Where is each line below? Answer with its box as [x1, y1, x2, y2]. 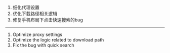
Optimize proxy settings [12, 31, 62, 37]
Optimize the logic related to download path [12, 37, 104, 42]
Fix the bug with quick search [12, 42, 74, 48]
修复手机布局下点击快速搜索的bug [12, 17, 83, 22]
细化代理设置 [12, 4, 39, 10]
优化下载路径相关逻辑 [12, 10, 57, 16]
